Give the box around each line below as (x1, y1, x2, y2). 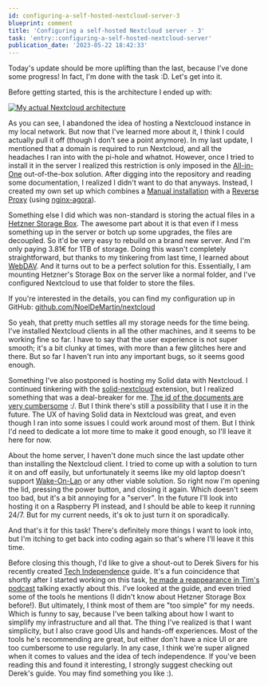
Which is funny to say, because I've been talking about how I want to (8, 609, 235, 619)
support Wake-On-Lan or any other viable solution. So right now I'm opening (8, 477, 260, 486)
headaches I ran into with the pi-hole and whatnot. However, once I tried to (8, 153, 254, 162)
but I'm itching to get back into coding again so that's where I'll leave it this (8, 534, 254, 544)
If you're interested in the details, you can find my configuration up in (8, 293, 235, 304)
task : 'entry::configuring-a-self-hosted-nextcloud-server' (8, 34, 213, 42)
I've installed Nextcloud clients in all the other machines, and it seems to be (8, 326, 256, 336)
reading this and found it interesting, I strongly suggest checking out (8, 660, 233, 670)
